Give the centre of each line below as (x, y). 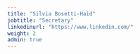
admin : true (25, 40)
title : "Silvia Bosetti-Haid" (52, 14)
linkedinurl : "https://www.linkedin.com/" (70, 27)
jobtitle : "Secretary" (40, 20)
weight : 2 (22, 33)
